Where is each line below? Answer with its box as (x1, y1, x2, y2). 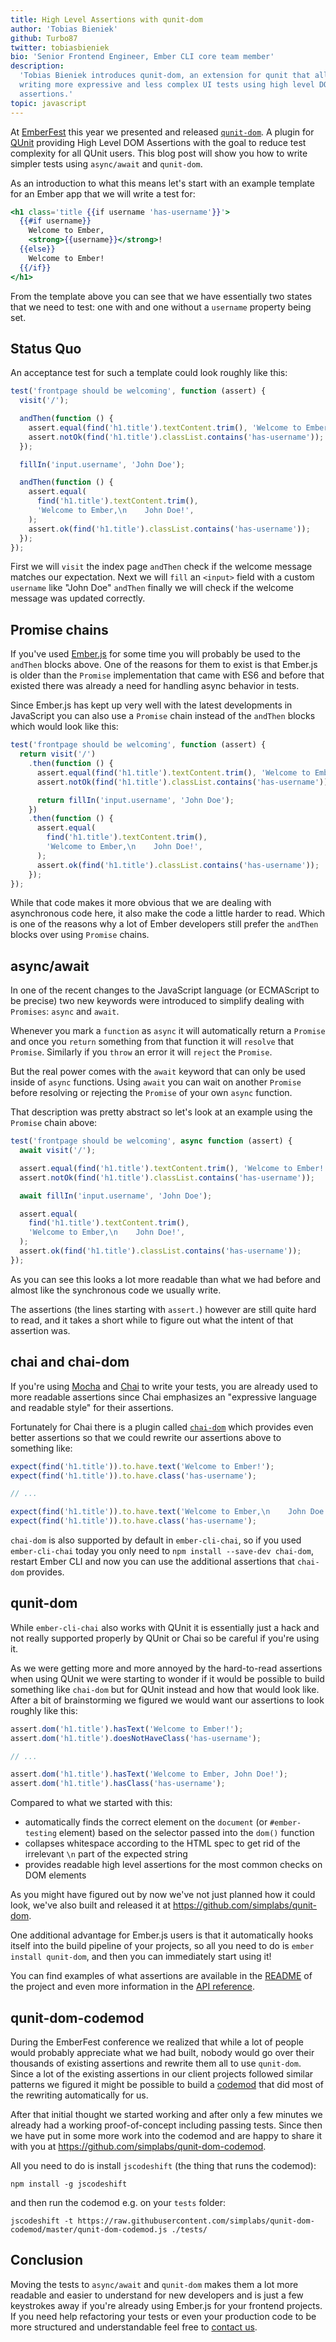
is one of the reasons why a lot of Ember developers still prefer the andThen (10, 918, 319, 930)
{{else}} (19, 244, 56, 254)
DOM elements (24, 1869, 87, 1881)
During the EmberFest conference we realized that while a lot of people (10, 2036, 304, 2048)
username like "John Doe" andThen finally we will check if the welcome (10, 582, 294, 594)
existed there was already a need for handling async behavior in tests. (10, 680, 300, 692)
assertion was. (10, 1324, 71, 1336)
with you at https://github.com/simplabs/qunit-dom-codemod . (10, 2141, 267, 2152)
